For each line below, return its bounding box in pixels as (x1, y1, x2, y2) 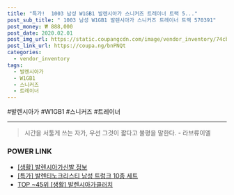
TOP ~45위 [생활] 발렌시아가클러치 (17, 180, 114, 189)
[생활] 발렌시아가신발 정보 (17, 163, 88, 171)
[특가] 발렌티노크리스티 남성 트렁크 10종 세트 (17, 171, 139, 180)
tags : (7, 62, 23, 69)
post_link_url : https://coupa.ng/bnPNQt (7, 42, 127, 49)
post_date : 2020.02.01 (7, 29, 73, 37)
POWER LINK (7, 146, 52, 156)
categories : (7, 49, 42, 56)
